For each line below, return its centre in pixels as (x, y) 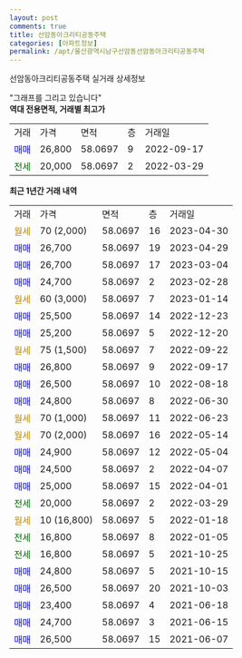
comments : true (38, 26)
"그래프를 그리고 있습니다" (56, 98)
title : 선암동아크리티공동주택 (58, 34)
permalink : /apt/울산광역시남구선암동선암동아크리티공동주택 (107, 52)
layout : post (34, 18)
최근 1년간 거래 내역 (44, 191)
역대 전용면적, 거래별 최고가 (58, 109)
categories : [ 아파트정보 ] (53, 43)
